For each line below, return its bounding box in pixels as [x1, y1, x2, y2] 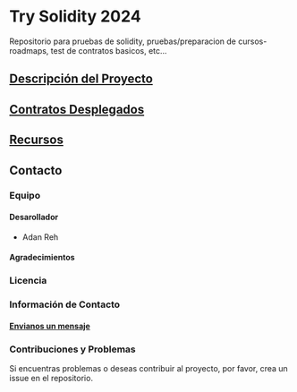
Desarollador [9, 212, 59, 223]
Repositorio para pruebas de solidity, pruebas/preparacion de [9, 36, 237, 47]
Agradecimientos [9, 252, 75, 263]
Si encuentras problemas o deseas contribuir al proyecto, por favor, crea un [9, 362, 288, 373]
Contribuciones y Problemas [9, 343, 136, 355]
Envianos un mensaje [9, 320, 91, 331]
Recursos [9, 132, 64, 148]
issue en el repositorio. [9, 372, 94, 383]
